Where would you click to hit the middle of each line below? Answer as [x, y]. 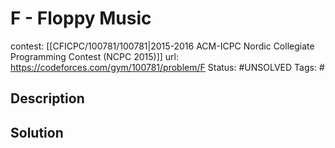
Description [47, 98]
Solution [37, 132]
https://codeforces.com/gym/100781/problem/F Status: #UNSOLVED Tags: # [167, 67]
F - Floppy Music [81, 18]
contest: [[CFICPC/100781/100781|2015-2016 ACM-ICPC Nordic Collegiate [162, 46]
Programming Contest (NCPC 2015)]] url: [95, 56]
